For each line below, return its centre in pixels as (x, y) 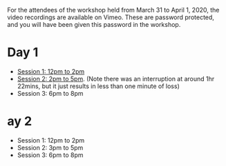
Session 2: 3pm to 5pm (50, 147)
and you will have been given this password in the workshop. (94, 24)
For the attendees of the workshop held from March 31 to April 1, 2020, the (113, 10)
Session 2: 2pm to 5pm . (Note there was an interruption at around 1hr (116, 79)
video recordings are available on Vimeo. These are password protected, (111, 17)
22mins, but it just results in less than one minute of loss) (98, 86)
